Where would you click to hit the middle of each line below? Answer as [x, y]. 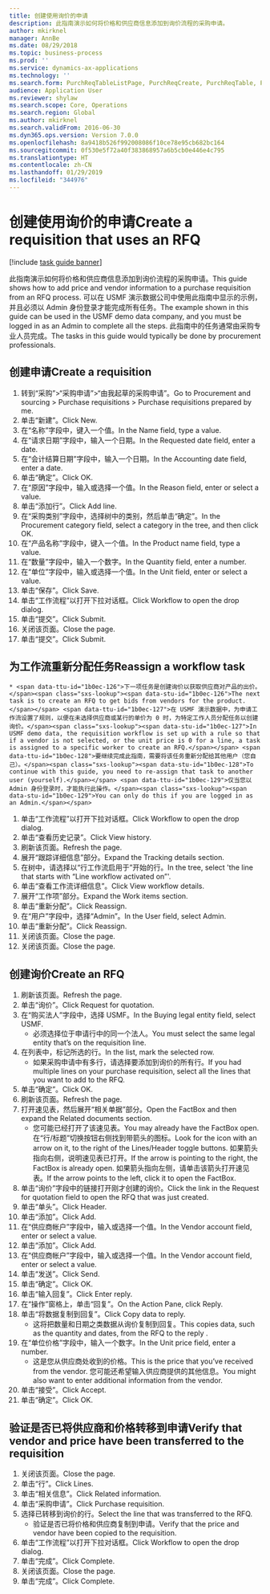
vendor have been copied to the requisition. [105, 1533]
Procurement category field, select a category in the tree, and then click [139, 525]
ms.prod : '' [29, 61]
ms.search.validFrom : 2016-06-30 [65, 128]
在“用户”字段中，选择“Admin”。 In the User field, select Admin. [123, 916]
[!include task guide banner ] [56, 262]
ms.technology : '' [40, 75]
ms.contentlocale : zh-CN [50, 165]
